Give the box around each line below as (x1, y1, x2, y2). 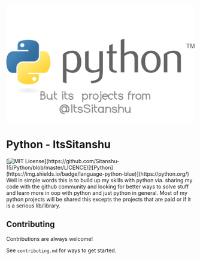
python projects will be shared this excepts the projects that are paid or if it (6, 195, 191, 203)
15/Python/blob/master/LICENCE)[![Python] (6, 164, 114, 171)
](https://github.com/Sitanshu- (44, 157, 120, 164)
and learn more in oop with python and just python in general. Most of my (6, 189, 187, 196)
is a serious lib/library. (6, 202, 61, 209)
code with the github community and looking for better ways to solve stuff (6, 183, 189, 190)
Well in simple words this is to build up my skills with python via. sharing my (6, 176, 193, 183)
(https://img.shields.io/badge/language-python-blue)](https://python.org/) (6, 170, 190, 178)
